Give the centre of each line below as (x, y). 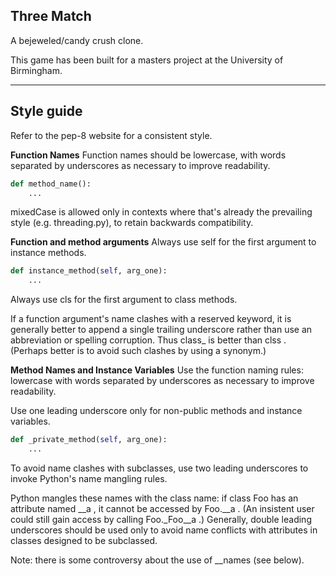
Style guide (46, 111)
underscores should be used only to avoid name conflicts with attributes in (164, 530)
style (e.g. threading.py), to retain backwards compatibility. (132, 223)
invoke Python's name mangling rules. (89, 478)
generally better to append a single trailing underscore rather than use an (161, 330)
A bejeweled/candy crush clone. (77, 40)
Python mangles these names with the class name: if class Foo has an (154, 498)
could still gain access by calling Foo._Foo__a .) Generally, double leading (161, 519)
